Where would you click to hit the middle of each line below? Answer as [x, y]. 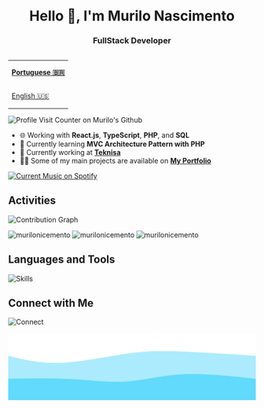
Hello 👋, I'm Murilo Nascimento [132, 16]
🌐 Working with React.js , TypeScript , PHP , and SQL [104, 135]
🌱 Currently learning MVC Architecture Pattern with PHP [112, 144]
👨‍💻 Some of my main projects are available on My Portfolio [115, 160]
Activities [32, 201]
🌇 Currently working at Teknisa [70, 152]
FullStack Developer [132, 41]
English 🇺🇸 [30, 96]
